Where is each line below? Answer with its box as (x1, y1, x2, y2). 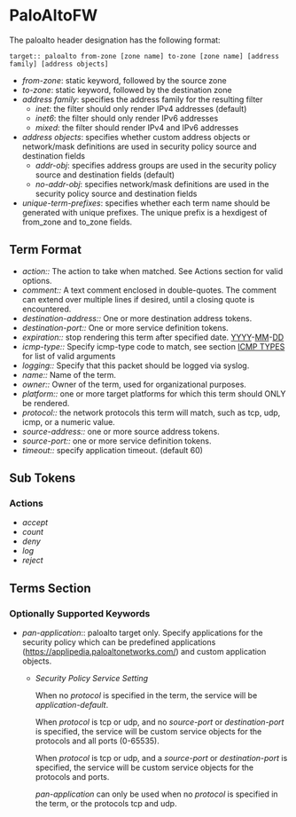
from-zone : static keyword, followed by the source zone (21, 75, 228, 85)
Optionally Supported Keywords (9, 607, 151, 619)
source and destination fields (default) (35, 169, 175, 180)
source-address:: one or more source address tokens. (21, 426, 220, 436)
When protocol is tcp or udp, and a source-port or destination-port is (35, 753, 288, 764)
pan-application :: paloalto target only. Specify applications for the (21, 627, 263, 639)
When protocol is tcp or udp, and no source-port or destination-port (35, 717, 284, 727)
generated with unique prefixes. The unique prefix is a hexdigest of (21, 207, 268, 217)
